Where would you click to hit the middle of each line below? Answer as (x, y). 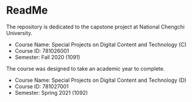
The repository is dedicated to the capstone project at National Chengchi (95, 27)
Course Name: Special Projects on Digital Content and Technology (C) (100, 44)
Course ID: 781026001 (42, 50)
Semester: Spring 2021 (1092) (51, 93)
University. (19, 33)
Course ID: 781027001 (42, 86)
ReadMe (27, 10)
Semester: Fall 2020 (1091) (47, 57)
